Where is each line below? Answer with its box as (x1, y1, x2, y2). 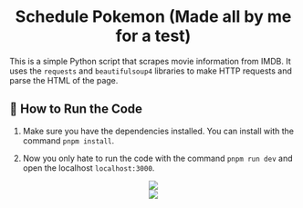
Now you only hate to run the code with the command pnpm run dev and (22, 153, 293, 163)
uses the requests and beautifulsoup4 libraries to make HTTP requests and (9, 65, 292, 76)
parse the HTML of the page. (9, 74, 119, 85)
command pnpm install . (22, 134, 115, 146)
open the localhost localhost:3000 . (22, 162, 155, 173)
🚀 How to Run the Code (9, 102, 143, 117)
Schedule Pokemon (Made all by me (15, 6, 292, 27)
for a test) (115, 25, 192, 46)
